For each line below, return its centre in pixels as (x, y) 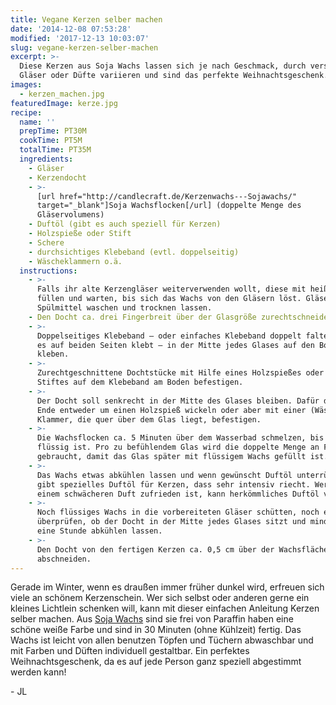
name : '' (37, 122)
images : (26, 85)
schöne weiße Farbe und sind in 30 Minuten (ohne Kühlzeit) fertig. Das (156, 630)
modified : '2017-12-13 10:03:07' (80, 38)
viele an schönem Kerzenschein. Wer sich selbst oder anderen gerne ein (160, 598)
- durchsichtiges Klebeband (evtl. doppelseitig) (134, 252)
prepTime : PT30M (53, 131)
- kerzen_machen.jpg (62, 94)
